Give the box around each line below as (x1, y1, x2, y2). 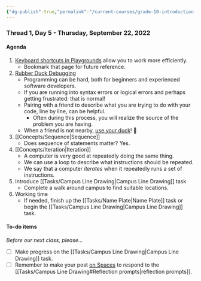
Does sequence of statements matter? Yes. (23, 139, 130, 147)
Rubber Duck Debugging (14, 70, 77, 77)
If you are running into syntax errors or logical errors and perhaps (23, 88, 186, 96)
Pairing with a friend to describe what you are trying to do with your (23, 101, 191, 108)
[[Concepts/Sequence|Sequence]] (14, 133, 100, 140)
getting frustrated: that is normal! (23, 95, 106, 102)
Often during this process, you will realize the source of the (32, 114, 179, 121)
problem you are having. (32, 120, 93, 128)
